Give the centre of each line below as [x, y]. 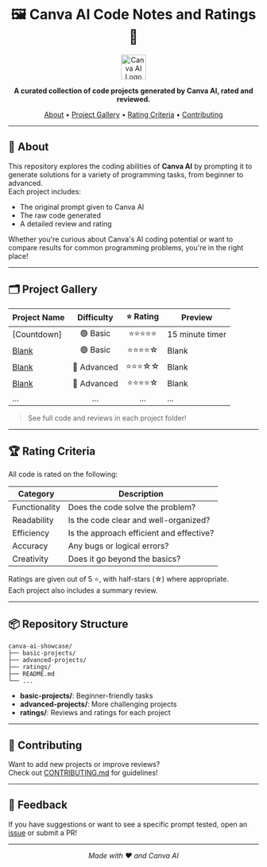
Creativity [31, 559]
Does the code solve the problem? [132, 507]
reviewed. [133, 99]
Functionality [37, 507]
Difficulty [95, 318]
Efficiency [31, 533]
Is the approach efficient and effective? [141, 533]
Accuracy [30, 546]
